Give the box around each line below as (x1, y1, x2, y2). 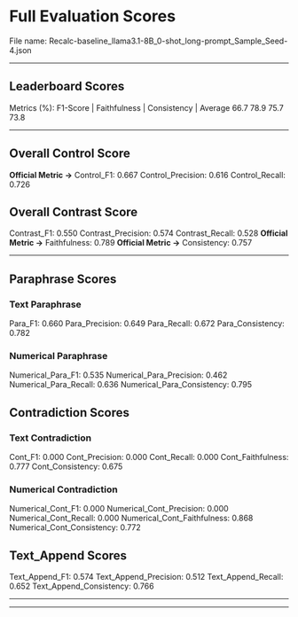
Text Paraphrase (9, 298, 82, 310)
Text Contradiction (9, 432, 91, 444)
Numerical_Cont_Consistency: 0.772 (9, 522, 142, 533)
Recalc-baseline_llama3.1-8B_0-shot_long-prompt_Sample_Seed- (48, 35, 288, 46)
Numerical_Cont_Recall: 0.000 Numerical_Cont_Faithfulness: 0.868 (9, 512, 254, 524)
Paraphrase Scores (9, 271, 117, 286)
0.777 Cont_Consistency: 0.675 (9, 461, 123, 472)
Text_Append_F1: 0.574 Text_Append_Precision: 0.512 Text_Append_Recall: (9, 572, 284, 582)
